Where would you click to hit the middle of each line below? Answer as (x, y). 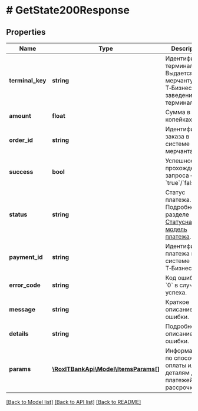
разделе (177, 214)
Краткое (177, 302)
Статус (175, 192)
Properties (26, 32)
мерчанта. (180, 151)
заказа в (177, 136)
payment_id (26, 257)
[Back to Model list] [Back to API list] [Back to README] (74, 402)
